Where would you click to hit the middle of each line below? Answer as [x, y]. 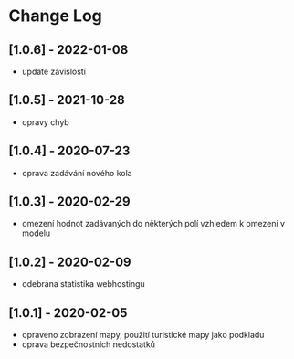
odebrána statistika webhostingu [83, 284]
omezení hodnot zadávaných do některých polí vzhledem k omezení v [153, 224]
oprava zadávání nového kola [77, 173]
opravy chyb [45, 122]
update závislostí [53, 71]
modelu [36, 233]
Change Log [55, 16]
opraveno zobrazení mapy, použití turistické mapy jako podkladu [143, 335]
